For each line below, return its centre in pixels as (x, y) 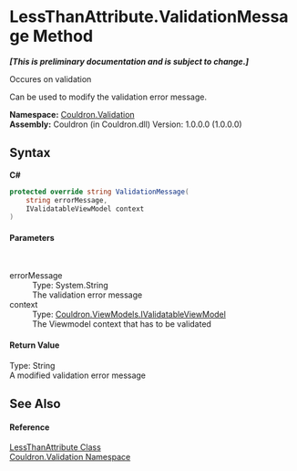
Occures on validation (51, 78)
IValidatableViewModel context (85, 209)
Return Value (35, 345)
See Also (35, 404)
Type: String (32, 365)
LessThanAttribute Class (56, 447)
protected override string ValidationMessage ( (99, 192)
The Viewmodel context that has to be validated (122, 324)
